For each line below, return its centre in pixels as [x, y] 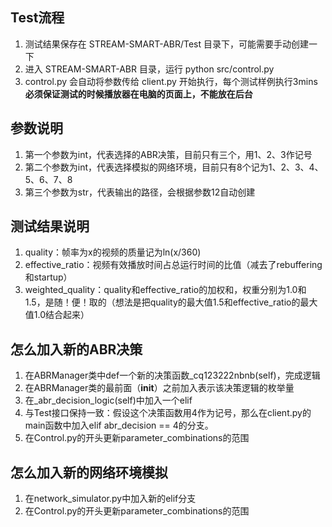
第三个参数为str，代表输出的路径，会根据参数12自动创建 [140, 192]
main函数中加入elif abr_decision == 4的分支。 [119, 425]
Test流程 [37, 18]
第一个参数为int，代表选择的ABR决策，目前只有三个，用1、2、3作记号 [168, 154]
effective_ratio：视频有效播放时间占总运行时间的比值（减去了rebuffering [173, 265]
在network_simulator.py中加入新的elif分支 [110, 499]
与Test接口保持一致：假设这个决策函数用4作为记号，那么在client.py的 [168, 413]
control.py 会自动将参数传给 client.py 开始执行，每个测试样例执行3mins [171, 81]
